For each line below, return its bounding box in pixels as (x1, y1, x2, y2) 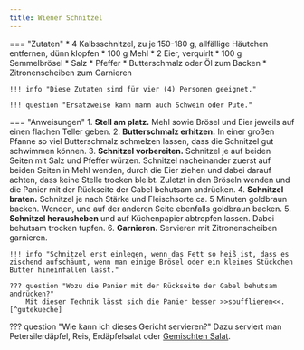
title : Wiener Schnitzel (9, 13, 103, 23)
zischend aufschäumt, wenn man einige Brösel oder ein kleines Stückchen (9, 258, 294, 267)
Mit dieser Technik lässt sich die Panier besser (25, 297, 217, 306)
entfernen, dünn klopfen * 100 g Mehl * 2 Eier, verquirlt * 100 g (9, 47, 242, 59)
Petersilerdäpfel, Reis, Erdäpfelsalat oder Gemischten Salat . (9, 330, 231, 341)
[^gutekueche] (9, 305, 63, 314)
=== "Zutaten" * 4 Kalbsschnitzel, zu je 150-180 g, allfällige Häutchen (9, 38, 269, 49)
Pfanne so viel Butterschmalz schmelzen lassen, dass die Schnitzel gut (9, 135, 274, 146)
